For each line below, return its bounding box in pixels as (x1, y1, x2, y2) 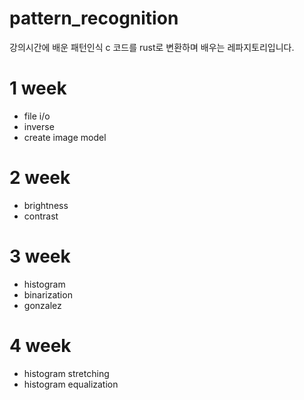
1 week (9, 77, 67, 100)
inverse (23, 120, 55, 132)
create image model (23, 131, 107, 143)
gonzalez (23, 299, 62, 311)
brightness (23, 199, 69, 211)
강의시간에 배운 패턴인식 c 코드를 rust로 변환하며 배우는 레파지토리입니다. (9, 41, 295, 53)
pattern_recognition (9, 7, 179, 30)
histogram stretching (23, 367, 110, 379)
